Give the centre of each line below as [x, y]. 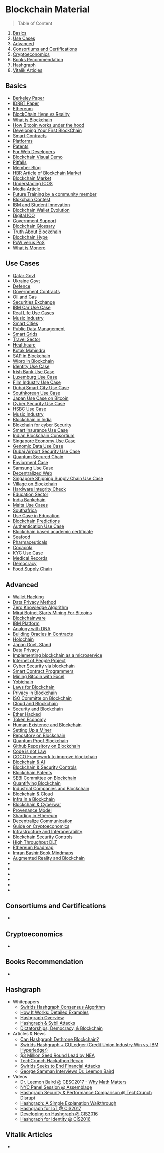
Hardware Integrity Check [39, 489]
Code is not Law [29, 751]
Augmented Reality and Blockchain [49, 858]
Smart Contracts [29, 135]
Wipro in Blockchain [33, 361]
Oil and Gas [24, 297]
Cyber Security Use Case [39, 403]
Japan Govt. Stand [32, 645]
